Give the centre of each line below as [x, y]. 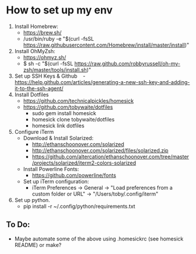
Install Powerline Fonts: [51, 169]
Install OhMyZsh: [35, 51]
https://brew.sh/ [42, 32]
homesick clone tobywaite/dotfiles [73, 119]
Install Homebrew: [36, 26]
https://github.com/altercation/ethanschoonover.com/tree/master [111, 156]
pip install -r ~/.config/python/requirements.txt [79, 206]
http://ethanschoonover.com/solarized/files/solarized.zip [100, 150]
